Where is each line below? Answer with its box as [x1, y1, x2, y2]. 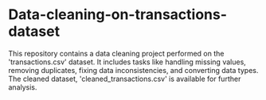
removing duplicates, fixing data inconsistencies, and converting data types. [8, 65, 259, 75]
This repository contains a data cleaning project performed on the [8, 48, 225, 58]
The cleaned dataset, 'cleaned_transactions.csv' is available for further [8, 74, 241, 83]
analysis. [8, 82, 37, 92]
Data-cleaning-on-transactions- [8, 6, 228, 24]
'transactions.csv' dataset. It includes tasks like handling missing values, [8, 57, 247, 67]
